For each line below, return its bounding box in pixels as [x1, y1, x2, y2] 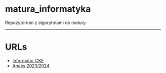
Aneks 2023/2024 [12, 63, 50, 69]
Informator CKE [12, 57, 44, 63]
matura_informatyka [5, 3, 91, 15]
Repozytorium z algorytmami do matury [5, 20, 86, 25]
